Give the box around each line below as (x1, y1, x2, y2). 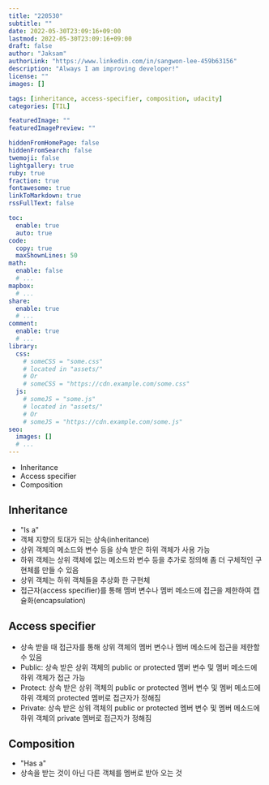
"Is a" (19, 524, 39, 534)
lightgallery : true (8, 162, 75, 170)
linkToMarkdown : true (8, 192, 82, 200)
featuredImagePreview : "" (8, 124, 96, 132)
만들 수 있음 (41, 565, 79, 575)
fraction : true (8, 176, 60, 185)
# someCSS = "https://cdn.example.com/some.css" (23, 380, 190, 388)
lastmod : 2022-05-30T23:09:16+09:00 (8, 34, 132, 43)
